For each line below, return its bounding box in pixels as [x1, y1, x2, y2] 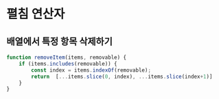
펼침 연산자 [6, 6, 65, 22]
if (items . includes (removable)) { [19, 60, 117, 67]
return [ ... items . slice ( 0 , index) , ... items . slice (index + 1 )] [31, 73, 213, 80]
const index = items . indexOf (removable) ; [31, 66, 152, 74]
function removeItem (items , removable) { [6, 54, 127, 61]
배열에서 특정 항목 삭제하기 [6, 36, 113, 47]
